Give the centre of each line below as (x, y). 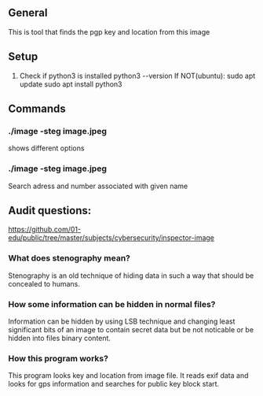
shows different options (46, 148)
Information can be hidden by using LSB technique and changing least (122, 321)
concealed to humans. (44, 283)
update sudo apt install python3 (71, 84)
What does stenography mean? (69, 258)
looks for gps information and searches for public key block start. (114, 384)
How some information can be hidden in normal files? (112, 304)
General (28, 13)
